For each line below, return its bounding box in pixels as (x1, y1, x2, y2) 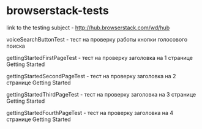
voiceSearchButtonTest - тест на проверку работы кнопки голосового (6, 35, 188, 43)
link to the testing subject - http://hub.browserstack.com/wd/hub (6, 24, 170, 31)
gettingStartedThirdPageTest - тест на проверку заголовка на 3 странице (6, 90, 196, 98)
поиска (6, 42, 26, 50)
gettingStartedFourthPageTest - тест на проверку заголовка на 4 (6, 109, 173, 116)
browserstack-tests (6, 4, 109, 18)
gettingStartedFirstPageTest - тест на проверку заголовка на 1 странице (6, 54, 193, 61)
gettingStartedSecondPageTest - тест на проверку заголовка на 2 (6, 72, 176, 79)
